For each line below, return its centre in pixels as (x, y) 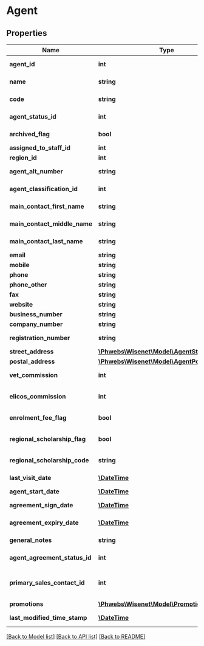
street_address (32, 352)
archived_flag (30, 134)
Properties (27, 33)
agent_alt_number (36, 171)
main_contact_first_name (47, 206)
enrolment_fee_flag (38, 418)
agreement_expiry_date (44, 523)
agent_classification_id (43, 189)
